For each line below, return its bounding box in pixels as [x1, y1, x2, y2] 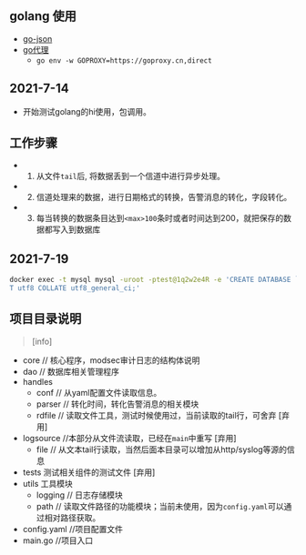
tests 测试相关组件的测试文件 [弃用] [22, 467, 156, 478]
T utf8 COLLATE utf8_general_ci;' [9, 284, 141, 293]
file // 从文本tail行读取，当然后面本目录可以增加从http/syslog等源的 [36, 444, 288, 455]
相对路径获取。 [44, 512, 101, 523]
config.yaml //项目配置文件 [22, 523, 123, 534]
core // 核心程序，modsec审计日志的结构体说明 [22, 354, 200, 366]
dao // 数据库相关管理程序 [22, 366, 120, 377]
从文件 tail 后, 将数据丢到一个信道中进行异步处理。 [36, 171, 226, 182]
